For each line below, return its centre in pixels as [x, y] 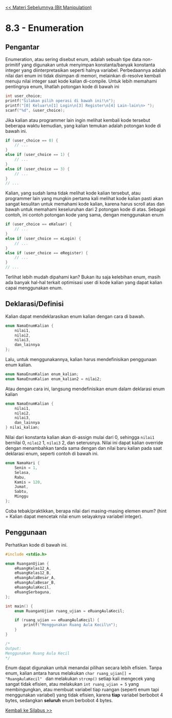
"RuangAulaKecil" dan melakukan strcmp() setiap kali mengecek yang [80, 679]
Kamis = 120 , [28, 482]
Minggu [21, 496]
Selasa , [23, 472]
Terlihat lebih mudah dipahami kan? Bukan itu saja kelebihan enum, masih [83, 277]
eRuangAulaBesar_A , [35, 578]
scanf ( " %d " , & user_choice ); [35, 110]
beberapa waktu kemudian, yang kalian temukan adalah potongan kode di [83, 126]
